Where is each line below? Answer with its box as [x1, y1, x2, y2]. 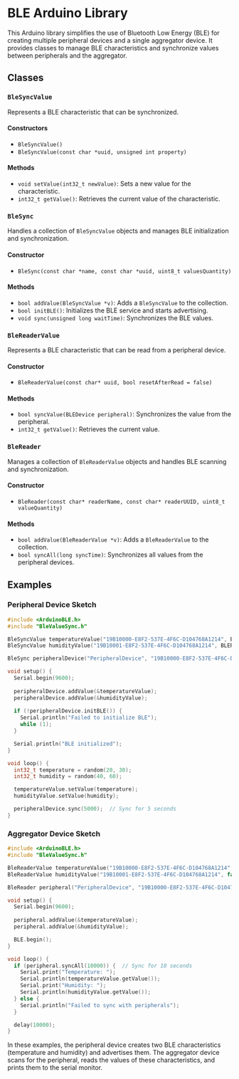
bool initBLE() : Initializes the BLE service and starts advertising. [17, 306, 208, 315]
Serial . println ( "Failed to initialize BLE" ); [20, 714, 158, 722]
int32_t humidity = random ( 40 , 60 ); [14, 773, 122, 780]
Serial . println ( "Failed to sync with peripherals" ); [20, 1001, 180, 1009]
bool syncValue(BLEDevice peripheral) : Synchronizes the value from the [17, 410, 232, 419]
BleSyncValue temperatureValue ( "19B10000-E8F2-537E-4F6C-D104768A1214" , [7, 636, 228, 643]
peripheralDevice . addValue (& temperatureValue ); [14, 688, 158, 695]
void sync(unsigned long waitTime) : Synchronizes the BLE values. [17, 313, 213, 322]
